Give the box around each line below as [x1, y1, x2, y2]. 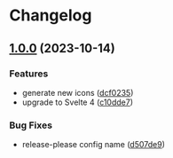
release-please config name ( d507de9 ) [21, 139, 166, 150]
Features [9, 67, 49, 80]
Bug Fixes [9, 119, 53, 131]
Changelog [9, 5, 92, 26]
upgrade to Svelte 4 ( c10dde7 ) [21, 97, 134, 107]
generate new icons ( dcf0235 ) [21, 87, 134, 98]
